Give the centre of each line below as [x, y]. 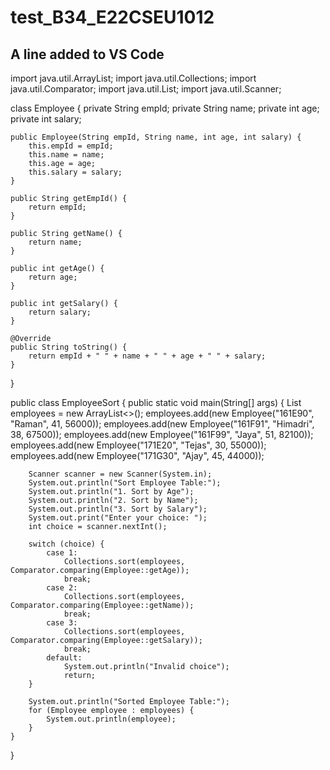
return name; [55, 242]
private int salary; [46, 119]
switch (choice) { [66, 544]
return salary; [60, 312]
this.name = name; [66, 155]
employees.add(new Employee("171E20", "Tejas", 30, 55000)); [138, 445]
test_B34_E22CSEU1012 [112, 17]
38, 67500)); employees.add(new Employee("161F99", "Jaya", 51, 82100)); [162, 434]
